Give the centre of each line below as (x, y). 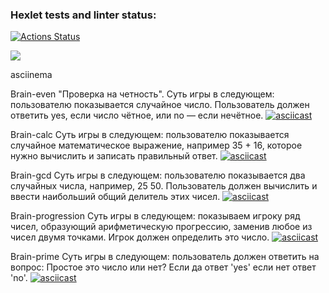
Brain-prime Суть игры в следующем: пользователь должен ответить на (165, 257)
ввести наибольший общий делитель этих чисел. (115, 197)
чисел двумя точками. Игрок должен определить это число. (140, 237)
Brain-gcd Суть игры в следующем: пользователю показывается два (158, 175)
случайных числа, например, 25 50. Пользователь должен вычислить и (164, 186)
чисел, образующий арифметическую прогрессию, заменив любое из (161, 227)
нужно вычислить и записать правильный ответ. (114, 156)
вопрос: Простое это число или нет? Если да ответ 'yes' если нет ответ (163, 267)
